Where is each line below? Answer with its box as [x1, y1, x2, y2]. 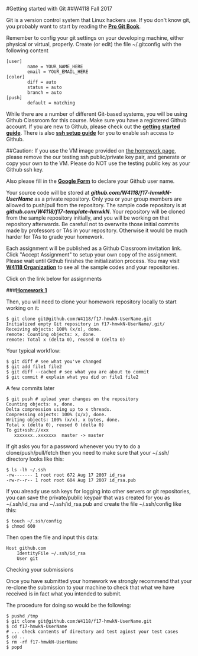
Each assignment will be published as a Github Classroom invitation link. [6, 245, 182, 252]
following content [6, 47, 48, 54]
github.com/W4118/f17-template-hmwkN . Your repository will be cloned [6, 208, 185, 215]
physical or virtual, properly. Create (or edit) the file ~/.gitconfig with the [6, 41, 181, 47]
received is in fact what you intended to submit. [6, 590, 122, 597]
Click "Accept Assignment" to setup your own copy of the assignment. [6, 251, 178, 258]
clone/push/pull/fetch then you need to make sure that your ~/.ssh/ [6, 449, 170, 456]
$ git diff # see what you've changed [6, 359, 102, 365]
